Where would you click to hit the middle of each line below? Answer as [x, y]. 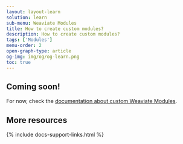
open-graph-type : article [39, 51]
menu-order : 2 [24, 46]
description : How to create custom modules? [63, 34]
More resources [37, 120]
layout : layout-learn [34, 12]
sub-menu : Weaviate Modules [42, 23]
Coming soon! [33, 86]
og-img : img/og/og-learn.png [43, 57]
